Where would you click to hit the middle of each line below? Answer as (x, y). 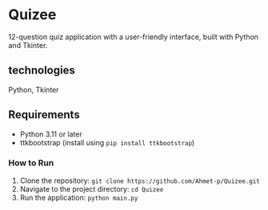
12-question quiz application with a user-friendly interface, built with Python (133, 37)
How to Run (31, 163)
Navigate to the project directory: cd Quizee (92, 188)
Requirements (44, 115)
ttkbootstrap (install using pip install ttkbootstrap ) (107, 142)
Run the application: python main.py (79, 197)
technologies (42, 71)
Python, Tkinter (34, 89)
